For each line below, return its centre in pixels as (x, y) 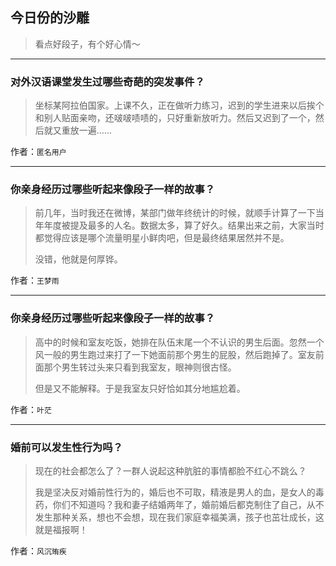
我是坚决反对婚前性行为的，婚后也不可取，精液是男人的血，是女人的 (175, 492)
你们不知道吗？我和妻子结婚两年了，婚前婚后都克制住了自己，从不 (188, 504)
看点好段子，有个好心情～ (87, 44)
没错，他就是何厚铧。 (78, 259)
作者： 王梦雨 (35, 280)
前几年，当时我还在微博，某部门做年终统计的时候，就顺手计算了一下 (175, 213)
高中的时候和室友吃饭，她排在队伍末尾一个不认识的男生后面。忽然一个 (179, 342)
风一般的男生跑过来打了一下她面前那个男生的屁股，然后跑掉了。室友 (175, 354)
